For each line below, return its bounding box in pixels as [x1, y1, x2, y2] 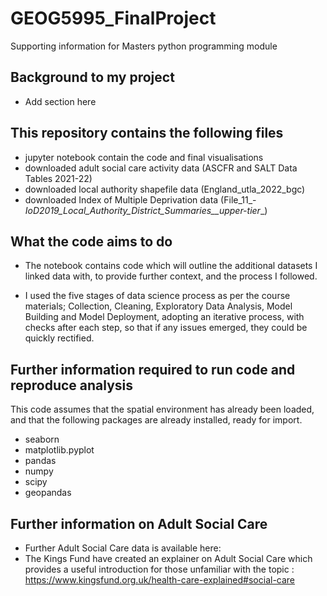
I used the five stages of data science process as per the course [24, 290, 291, 302]
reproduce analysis [10, 377, 134, 394]
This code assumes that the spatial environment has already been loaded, [10, 403, 315, 416]
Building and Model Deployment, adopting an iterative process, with [24, 311, 305, 323]
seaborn [24, 433, 60, 446]
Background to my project [10, 69, 175, 86]
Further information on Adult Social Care [10, 515, 268, 532]
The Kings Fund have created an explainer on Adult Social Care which [24, 553, 313, 564]
